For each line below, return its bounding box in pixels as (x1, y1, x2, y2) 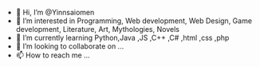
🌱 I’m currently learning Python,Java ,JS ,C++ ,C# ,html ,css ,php (15, 33, 230, 42)
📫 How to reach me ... (15, 50, 90, 60)
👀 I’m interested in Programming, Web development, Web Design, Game (15, 16, 253, 26)
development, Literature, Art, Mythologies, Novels (15, 25, 179, 33)
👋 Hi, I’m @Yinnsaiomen (15, 8, 95, 17)
